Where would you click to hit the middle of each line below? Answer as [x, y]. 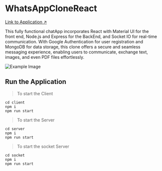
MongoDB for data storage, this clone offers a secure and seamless [73, 47]
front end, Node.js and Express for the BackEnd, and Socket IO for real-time [81, 36]
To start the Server [36, 120]
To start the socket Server [43, 146]
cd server [15, 129]
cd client [15, 103]
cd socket [15, 155]
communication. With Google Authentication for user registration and [74, 41]
